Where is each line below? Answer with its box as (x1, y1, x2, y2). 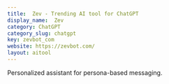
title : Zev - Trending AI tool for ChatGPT (7, 10, 139, 17)
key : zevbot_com (7, 36, 54, 43)
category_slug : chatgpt (7, 29, 77, 37)
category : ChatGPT (7, 23, 61, 30)
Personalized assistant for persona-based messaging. (7, 68, 163, 77)
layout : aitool (7, 50, 52, 57)
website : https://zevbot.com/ (7, 43, 96, 50)
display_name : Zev (7, 17, 64, 24)
